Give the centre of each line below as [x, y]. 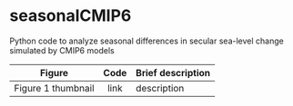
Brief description [173, 72]
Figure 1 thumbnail [54, 88]
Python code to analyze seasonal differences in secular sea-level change [146, 41]
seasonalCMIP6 [71, 16]
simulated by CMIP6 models [62, 50]
